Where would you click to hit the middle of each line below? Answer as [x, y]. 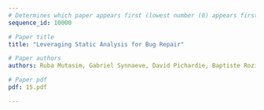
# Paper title [31, 37]
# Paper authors [35, 59]
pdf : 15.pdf [27, 87]
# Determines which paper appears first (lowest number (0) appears [123, 15]
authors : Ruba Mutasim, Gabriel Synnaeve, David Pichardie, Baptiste [125, 66]
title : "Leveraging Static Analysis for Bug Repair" [96, 44]
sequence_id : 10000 [40, 23]
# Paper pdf [27, 80]
